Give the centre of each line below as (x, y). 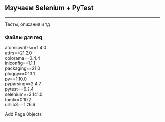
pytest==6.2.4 (20, 89)
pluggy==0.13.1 (20, 74)
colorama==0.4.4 (23, 58)
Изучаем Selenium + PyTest (50, 8)
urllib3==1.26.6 (20, 105)
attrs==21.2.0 (19, 53)
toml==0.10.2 (18, 100)
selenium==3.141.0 (24, 94)
